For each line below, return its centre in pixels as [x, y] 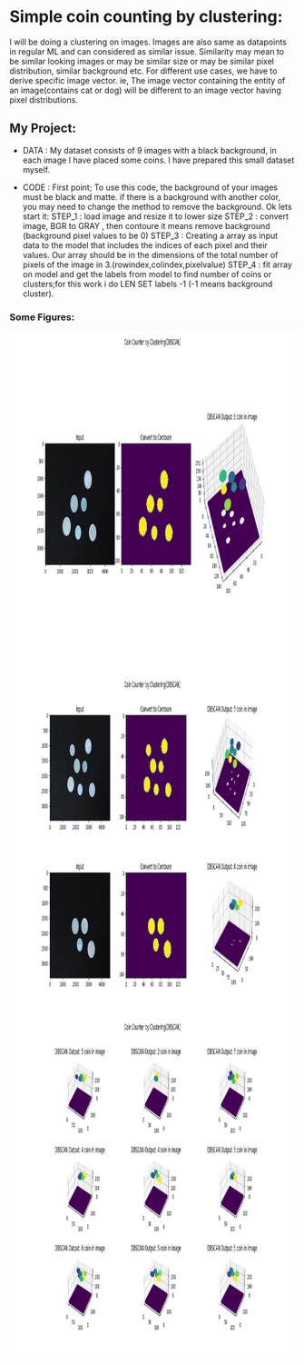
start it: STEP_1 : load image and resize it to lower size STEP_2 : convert [155, 216]
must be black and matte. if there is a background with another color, [152, 196]
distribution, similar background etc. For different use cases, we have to [143, 71]
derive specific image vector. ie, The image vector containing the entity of [147, 80]
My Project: [43, 129]
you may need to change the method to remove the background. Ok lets [157, 206]
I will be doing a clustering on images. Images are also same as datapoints [148, 42]
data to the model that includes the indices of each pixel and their [145, 245]
